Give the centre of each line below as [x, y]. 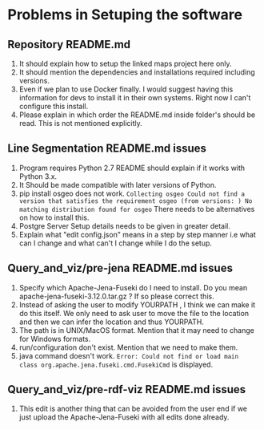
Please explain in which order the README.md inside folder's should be [137, 115]
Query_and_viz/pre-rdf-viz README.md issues [127, 389]
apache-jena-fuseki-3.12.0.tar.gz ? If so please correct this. [116, 296]
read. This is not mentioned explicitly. [81, 123]
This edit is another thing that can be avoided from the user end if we [133, 409]
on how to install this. [54, 217]
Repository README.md [69, 45]
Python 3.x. [38, 176]
